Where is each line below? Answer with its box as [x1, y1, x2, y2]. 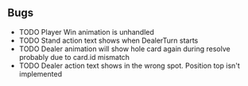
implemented [18, 69, 63, 78]
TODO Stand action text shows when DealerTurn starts [18, 36, 199, 45]
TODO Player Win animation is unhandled [18, 27, 154, 36]
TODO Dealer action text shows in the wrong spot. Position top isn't [18, 61, 240, 70]
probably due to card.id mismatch [18, 52, 130, 62]
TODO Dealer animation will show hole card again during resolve [18, 43, 231, 54]
